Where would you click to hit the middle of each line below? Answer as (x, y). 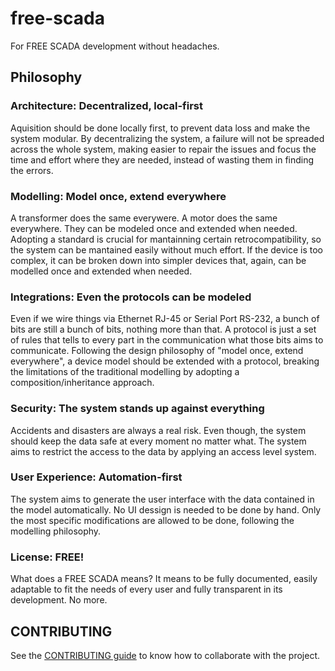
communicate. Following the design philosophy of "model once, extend (157, 351)
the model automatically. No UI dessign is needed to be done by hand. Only (166, 509)
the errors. (32, 170)
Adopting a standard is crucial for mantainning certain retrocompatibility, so (166, 239)
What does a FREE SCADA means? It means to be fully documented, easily (164, 579)
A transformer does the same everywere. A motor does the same (144, 218)
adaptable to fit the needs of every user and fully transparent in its (146, 589)
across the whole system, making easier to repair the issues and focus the (163, 149)
